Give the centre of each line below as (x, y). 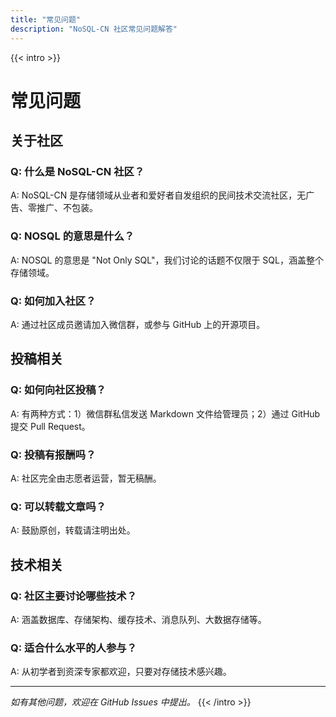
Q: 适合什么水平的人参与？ (73, 648)
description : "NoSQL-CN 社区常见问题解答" (94, 29)
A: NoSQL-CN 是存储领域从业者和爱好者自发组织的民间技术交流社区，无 (158, 195)
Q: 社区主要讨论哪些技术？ (73, 596)
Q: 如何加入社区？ (53, 301)
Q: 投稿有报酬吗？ (53, 454)
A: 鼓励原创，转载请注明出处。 (73, 530)
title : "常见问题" (46, 19)
